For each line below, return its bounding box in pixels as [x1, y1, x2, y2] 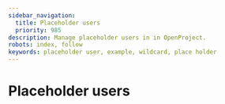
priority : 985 [15, 26, 62, 34]
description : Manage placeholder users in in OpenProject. [8, 33, 207, 42]
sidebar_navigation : [8, 11, 77, 20]
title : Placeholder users [15, 19, 101, 27]
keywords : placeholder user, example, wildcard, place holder [8, 48, 217, 56]
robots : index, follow [8, 41, 83, 49]
